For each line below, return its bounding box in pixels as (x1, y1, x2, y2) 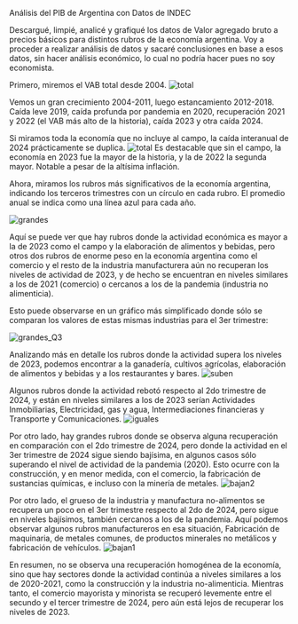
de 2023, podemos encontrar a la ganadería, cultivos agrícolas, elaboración (9, 359, 286, 369)
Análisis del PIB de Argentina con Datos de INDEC (9, 8, 192, 18)
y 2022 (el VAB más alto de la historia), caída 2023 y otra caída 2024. (9, 115, 263, 126)
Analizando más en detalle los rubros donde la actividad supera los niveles (9, 350, 282, 359)
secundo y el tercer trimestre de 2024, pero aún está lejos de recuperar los (9, 597, 284, 607)
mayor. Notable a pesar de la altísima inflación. (9, 162, 180, 171)
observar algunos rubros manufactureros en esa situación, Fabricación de (9, 524, 280, 533)
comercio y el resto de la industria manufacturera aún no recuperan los (9, 260, 269, 270)
